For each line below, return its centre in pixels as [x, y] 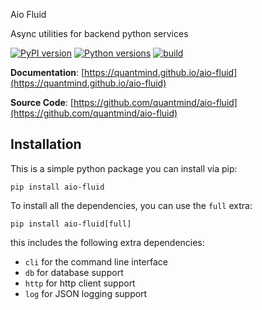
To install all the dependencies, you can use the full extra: [131, 205]
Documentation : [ [47, 72]
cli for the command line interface [96, 261]
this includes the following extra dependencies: [107, 242]
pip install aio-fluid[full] [71, 224]
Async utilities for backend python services [99, 33]
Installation [46, 144]
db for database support [74, 272]
